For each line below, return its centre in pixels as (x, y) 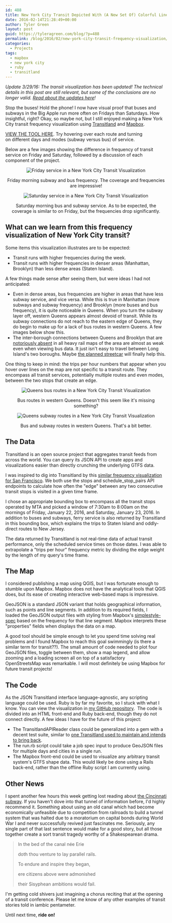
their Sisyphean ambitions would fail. (57, 884)
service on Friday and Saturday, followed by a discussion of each (74, 155)
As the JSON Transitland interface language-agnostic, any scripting (77, 697)
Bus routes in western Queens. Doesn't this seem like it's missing (86, 400)
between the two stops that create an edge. (51, 380)
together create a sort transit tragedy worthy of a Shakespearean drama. (82, 834)
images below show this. (39, 332)
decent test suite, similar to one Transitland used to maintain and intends (89, 735)
